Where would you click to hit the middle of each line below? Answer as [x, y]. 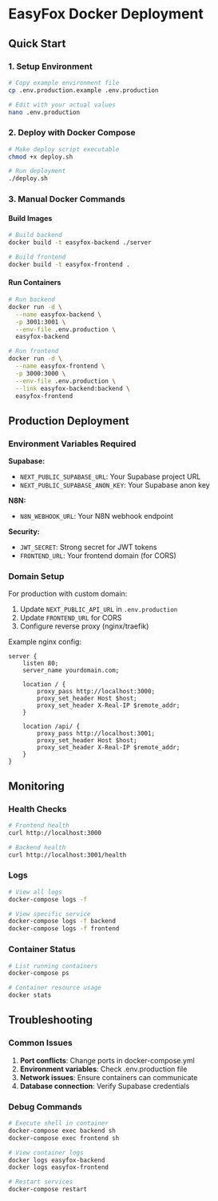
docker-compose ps [39, 974]
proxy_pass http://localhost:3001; [96, 733]
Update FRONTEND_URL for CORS [71, 618]
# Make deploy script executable [64, 149]
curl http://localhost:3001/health [67, 855]
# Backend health [37, 847]
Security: [24, 532]
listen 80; [41, 664]
